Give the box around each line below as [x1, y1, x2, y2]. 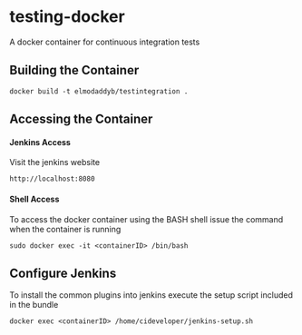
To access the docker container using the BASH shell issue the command [9, 213, 284, 224]
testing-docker [9, 6, 125, 27]
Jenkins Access [9, 136, 71, 147]
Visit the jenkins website [9, 157, 101, 168]
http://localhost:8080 [9, 174, 95, 183]
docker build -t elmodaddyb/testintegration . [9, 86, 189, 96]
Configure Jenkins [9, 265, 117, 281]
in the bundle [9, 300, 59, 310]
